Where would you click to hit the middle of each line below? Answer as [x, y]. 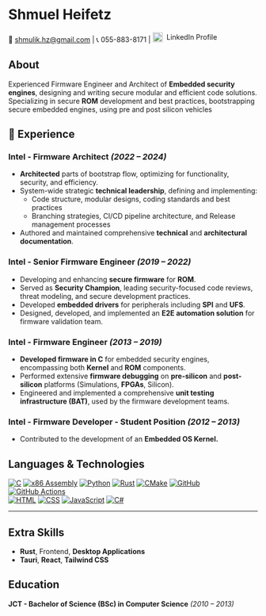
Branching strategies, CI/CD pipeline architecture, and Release [133, 216]
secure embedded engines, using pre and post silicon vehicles [110, 109]
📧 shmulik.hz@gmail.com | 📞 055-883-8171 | [80, 39]
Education [34, 585]
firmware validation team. [61, 321]
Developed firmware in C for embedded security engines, [114, 359]
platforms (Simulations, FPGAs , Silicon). [109, 385]
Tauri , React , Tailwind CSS [64, 560]
